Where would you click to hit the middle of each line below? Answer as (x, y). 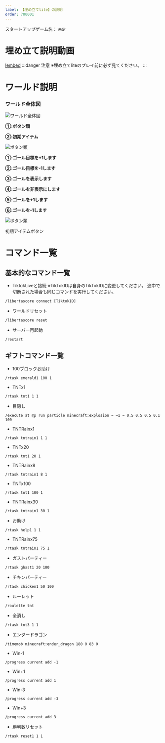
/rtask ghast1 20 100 (27, 567)
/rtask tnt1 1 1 (22, 396)
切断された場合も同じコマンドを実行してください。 (64, 292)
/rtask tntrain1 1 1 (26, 438)
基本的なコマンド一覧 (38, 273)
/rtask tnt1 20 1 (23, 456)
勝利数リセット (27, 727)
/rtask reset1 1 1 (24, 736)
